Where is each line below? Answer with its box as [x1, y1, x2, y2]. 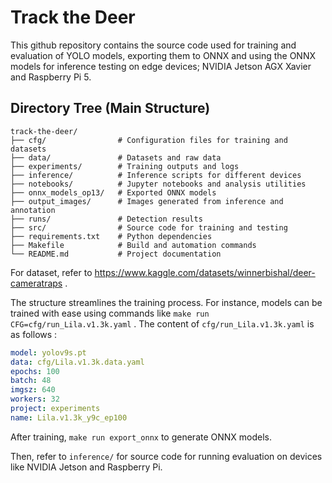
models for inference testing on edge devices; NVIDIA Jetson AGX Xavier [10, 60, 312, 72]
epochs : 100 [10, 366, 60, 376]
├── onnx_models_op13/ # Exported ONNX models [10, 187, 217, 198]
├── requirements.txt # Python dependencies [10, 231, 213, 241]
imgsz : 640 [10, 385, 56, 395]
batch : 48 [10, 376, 52, 386]
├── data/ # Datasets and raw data [10, 152, 222, 163]
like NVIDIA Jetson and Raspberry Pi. [10, 461, 163, 473]
